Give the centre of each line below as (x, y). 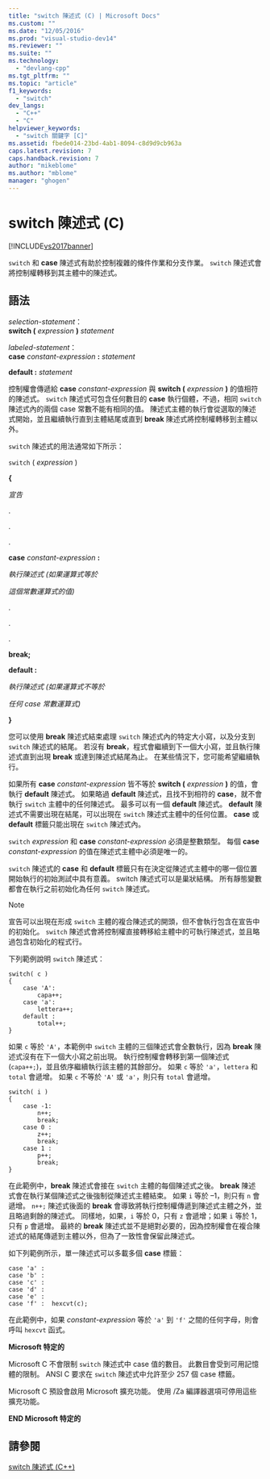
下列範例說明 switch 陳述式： (56, 958)
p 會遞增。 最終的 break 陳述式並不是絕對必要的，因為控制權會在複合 (139, 1226)
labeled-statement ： (43, 347)
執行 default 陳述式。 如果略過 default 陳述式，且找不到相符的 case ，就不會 (135, 794)
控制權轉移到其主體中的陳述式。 (68, 273)
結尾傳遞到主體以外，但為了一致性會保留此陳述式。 (114, 1235)
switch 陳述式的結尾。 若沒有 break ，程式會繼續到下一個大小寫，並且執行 (131, 746)
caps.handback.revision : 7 (54, 158)
